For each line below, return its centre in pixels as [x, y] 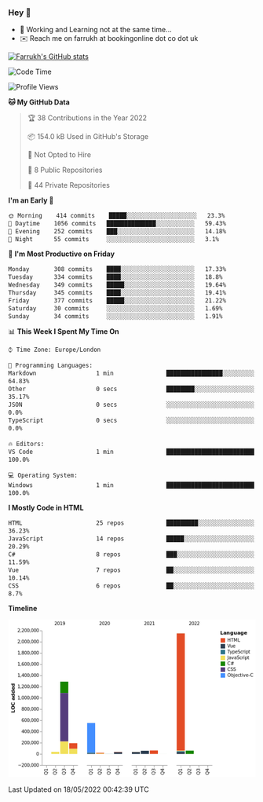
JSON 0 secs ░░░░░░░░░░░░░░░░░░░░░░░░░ [131, 405]
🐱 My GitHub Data [39, 102]
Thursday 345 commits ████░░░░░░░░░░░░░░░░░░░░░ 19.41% [117, 293]
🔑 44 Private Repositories [68, 185]
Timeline [23, 609]
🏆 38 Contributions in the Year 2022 [87, 118]
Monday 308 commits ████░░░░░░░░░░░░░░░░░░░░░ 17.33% [117, 269]
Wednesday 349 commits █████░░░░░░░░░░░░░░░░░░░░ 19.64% [117, 285]
